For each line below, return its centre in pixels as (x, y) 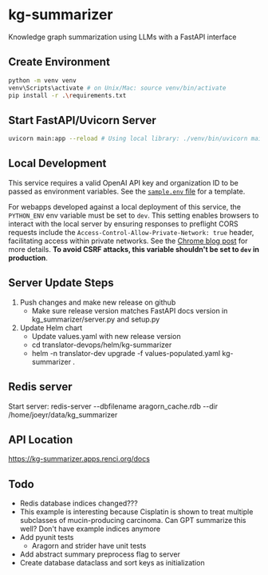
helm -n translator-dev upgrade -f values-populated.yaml (126, 353)
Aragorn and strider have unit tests (89, 546)
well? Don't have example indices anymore (90, 529)
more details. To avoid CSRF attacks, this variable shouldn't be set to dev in (134, 249)
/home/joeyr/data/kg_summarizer (63, 414)
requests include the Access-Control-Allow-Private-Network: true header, (131, 232)
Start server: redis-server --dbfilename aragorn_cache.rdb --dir (113, 406)
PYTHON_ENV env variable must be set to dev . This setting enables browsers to (134, 215)
